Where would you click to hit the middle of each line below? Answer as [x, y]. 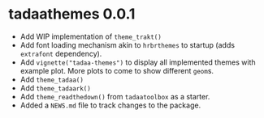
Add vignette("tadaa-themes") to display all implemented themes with [138, 62]
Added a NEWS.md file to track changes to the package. [110, 105]
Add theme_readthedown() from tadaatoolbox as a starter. [115, 96]
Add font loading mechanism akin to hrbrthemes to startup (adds [128, 44]
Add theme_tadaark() [55, 88]
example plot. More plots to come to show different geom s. [117, 70]
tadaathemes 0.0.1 [72, 14]
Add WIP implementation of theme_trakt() [91, 36]
